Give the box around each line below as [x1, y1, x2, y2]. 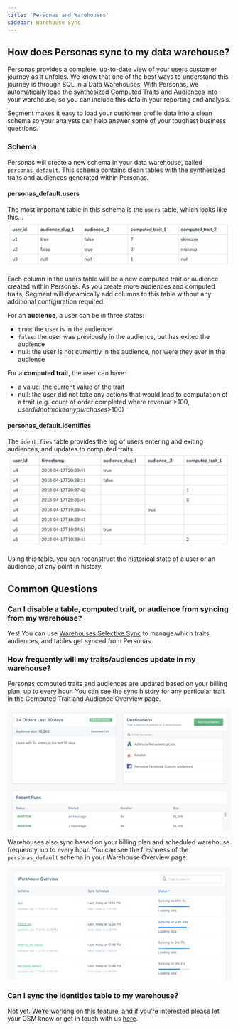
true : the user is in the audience [17, 324, 112, 333]
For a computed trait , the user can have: [7, 368, 126, 377]
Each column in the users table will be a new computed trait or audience [7, 274, 219, 283]
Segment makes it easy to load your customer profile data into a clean [7, 109, 212, 117]
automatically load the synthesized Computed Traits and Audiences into [7, 87, 218, 96]
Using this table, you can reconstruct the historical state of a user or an [7, 554, 215, 563]
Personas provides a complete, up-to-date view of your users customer [7, 65, 217, 74]
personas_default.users [7, 189, 80, 198]
